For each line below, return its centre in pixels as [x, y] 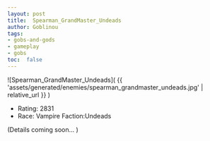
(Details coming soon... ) [43, 129]
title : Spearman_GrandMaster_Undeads [64, 20]
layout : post [27, 14]
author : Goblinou [33, 27]
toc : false [25, 60]
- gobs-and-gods [31, 40]
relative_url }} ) [29, 94]
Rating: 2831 [36, 108]
